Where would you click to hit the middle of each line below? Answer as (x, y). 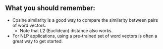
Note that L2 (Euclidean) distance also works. (66, 30)
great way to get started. (37, 41)
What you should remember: (50, 8)
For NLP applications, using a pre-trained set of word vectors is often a (85, 36)
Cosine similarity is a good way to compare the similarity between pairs (85, 20)
